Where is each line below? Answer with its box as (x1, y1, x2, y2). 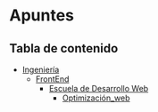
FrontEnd (35, 74, 70, 84)
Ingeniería (21, 64, 60, 75)
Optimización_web (62, 92, 131, 103)
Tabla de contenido (9, 41, 119, 56)
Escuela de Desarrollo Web (48, 84, 149, 93)
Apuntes (9, 5, 74, 26)
